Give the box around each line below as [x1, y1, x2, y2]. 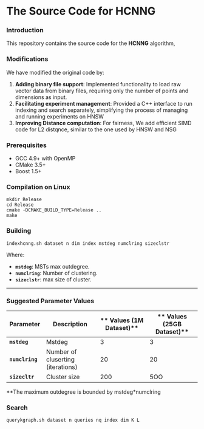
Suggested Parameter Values [6, 297, 95, 305]
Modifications [6, 55, 49, 63]
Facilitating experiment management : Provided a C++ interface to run [15, 100, 193, 107]
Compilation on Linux [6, 183, 70, 191]
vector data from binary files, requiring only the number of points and [15, 87, 189, 94]
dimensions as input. [15, 93, 67, 101]
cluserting [46, 355, 75, 363]
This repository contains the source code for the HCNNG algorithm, [6, 39, 175, 47]
